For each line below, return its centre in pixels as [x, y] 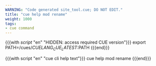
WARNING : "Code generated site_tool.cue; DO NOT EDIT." [64, 10]
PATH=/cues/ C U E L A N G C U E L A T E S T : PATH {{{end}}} [57, 48]
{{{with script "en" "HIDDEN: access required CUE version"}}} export [76, 42]
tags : [11, 24]
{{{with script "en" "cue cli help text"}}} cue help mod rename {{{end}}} [78, 58]
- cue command [20, 28]
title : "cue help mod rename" [36, 14]
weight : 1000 [19, 19]
